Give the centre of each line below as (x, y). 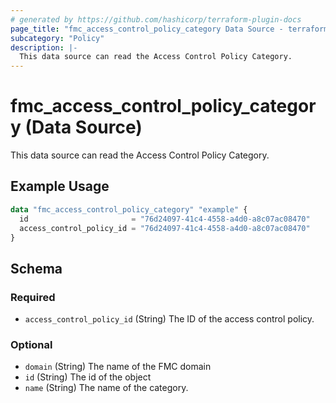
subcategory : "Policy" (57, 38)
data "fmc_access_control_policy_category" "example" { (129, 209)
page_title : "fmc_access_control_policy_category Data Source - (147, 29)
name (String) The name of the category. (106, 388)
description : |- (44, 47)
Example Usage (60, 186)
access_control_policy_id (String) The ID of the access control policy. (169, 319)
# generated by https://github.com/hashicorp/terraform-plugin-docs (156, 19)
